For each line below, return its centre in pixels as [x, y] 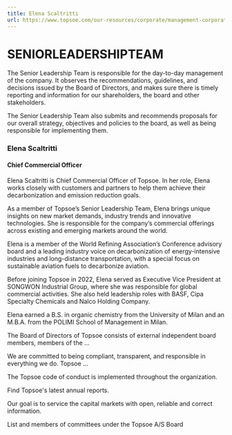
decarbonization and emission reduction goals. [74, 195]
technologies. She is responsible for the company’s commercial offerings [111, 223]
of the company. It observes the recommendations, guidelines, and [103, 81]
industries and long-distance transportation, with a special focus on [104, 258]
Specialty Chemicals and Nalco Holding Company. [79, 301]
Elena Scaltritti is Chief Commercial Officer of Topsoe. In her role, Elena [109, 180]
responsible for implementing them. [58, 130]
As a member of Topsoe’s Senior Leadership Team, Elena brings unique [109, 209]
